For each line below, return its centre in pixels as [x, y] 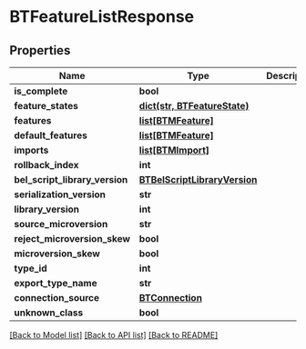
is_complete [41, 91]
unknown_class [49, 313]
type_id [31, 268]
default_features [51, 135]
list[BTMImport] [174, 150]
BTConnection [171, 298]
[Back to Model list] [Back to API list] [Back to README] [114, 335]
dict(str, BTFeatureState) [194, 106]
